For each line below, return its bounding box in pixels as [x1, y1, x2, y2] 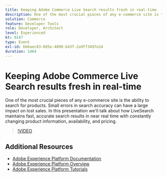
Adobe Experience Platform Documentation [12, 156, 102, 162]
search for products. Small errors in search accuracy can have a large [5, 102, 148, 108]
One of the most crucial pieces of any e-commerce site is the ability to [5, 97, 150, 103]
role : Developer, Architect [5, 26, 64, 31]
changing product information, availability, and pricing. [5, 118, 117, 124]
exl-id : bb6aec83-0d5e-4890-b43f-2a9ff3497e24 [5, 44, 103, 49]
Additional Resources [5, 142, 73, 151]
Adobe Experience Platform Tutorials [12, 166, 88, 172]
